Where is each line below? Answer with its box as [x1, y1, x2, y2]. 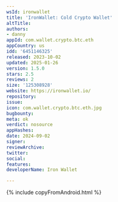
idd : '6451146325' [6, 49, 53, 55]
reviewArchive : [6, 144, 45, 150]
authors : [6, 25, 29, 32]
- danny [6, 32, 26, 38]
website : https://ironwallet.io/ [6, 88, 91, 94]
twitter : [6, 150, 29, 156]
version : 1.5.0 [6, 65, 45, 72]
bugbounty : [6, 110, 34, 116]
